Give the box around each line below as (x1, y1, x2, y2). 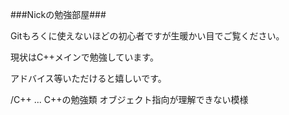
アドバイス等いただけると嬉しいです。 (10, 73, 167, 84)
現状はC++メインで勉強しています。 (10, 51, 159, 63)
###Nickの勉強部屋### (10, 9, 107, 20)
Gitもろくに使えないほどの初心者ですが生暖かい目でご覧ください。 (10, 30, 285, 42)
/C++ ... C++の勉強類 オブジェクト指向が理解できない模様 (10, 94, 249, 105)
